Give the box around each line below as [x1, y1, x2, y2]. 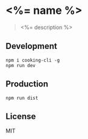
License [5, 111, 36, 121]
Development [5, 41, 58, 51]
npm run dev [5, 62, 36, 68]
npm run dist [5, 95, 39, 101]
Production [5, 79, 49, 89]
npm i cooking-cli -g [5, 57, 60, 63]
